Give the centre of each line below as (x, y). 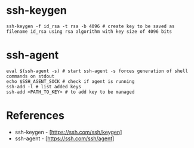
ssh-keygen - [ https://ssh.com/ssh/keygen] (68, 132)
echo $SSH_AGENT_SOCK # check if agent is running (70, 81)
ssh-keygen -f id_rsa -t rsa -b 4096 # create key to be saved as (90, 26)
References (35, 115)
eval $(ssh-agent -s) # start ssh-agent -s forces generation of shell (97, 71)
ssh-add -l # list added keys (44, 87)
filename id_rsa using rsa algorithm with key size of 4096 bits (89, 31)
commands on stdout (30, 76)
